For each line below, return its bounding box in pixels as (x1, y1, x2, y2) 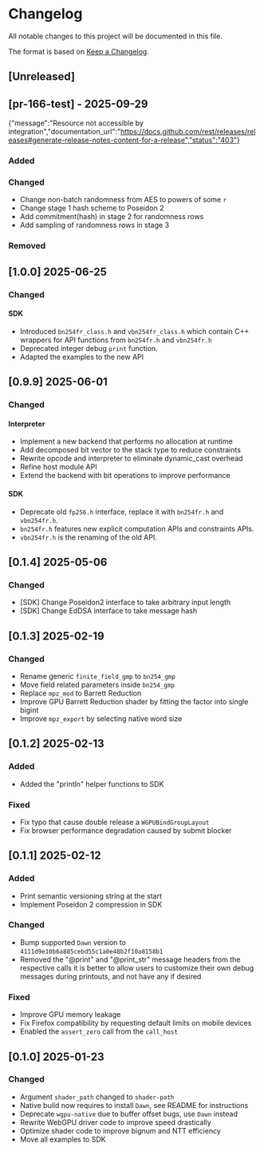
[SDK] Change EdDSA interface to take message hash (19, 606, 198, 616)
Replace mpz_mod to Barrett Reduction (19, 688, 142, 698)
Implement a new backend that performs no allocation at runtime (19, 436, 233, 446)
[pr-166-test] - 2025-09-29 (8, 97, 148, 110)
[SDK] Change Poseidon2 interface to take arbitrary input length (19, 597, 231, 608)
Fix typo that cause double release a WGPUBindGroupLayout (19, 817, 210, 827)
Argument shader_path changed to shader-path (19, 1092, 175, 1102)
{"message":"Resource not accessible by (8, 118, 144, 128)
